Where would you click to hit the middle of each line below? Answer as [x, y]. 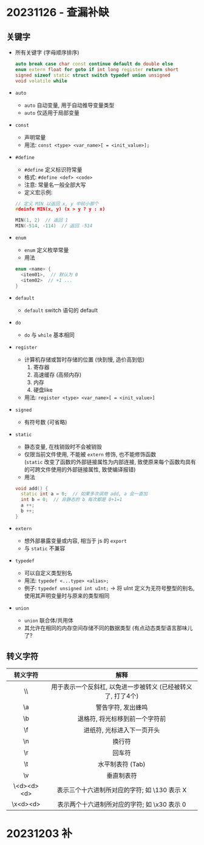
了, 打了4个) [122, 696]
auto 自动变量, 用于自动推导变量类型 [69, 105]
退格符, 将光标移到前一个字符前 [122, 718]
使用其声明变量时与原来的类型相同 [67, 596]
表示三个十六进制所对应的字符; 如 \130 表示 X [122, 790]
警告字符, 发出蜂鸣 [122, 707]
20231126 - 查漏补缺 [58, 12]
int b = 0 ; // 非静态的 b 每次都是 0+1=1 [72, 500]
